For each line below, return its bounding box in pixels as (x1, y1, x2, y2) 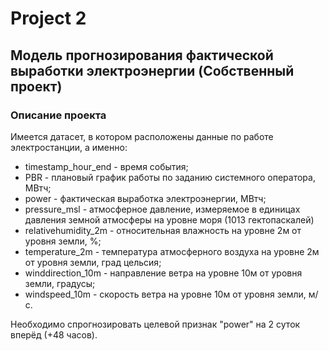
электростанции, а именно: (10, 141, 128, 153)
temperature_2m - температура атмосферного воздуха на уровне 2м (24, 245, 320, 257)
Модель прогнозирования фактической (10, 47, 274, 64)
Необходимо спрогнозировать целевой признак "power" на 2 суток (10, 318, 301, 330)
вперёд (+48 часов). (10, 328, 98, 341)
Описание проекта (10, 108, 107, 122)
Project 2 (10, 7, 87, 30)
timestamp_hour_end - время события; (24, 160, 189, 172)
